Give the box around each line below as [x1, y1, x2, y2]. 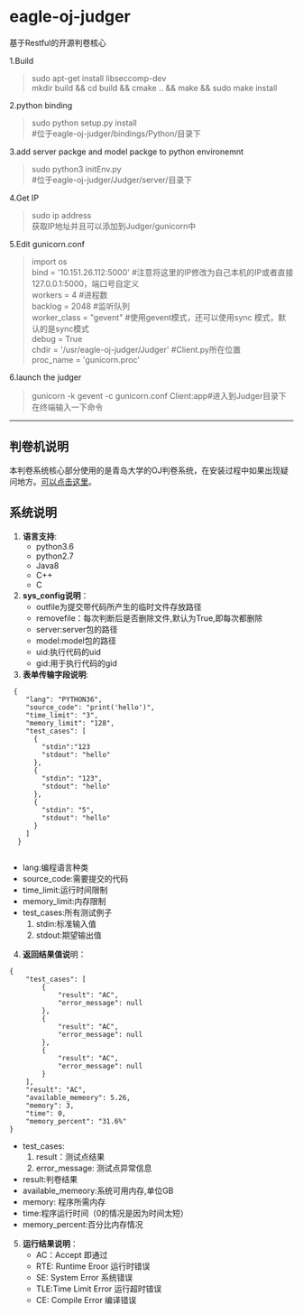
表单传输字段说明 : [22, 669, 88, 680]
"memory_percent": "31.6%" [25, 1116, 127, 1125]
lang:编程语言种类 [22, 862, 88, 873]
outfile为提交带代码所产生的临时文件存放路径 [35, 601, 202, 612]
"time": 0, [25, 1108, 67, 1118]
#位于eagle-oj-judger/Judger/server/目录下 [31, 174, 192, 185]
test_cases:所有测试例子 [22, 907, 113, 918]
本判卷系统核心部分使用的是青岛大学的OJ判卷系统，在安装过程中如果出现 [9, 465, 281, 476]
